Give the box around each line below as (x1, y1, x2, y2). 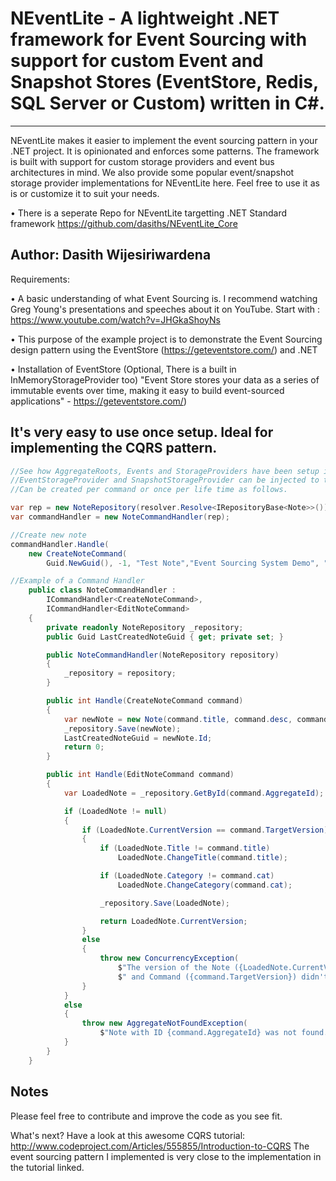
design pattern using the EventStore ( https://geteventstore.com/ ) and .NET (10, 343, 318, 356)
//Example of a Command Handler (10, 576, 145, 586)
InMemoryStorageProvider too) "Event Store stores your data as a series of (10, 373, 320, 386)
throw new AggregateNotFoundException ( (81, 1018, 248, 1029)
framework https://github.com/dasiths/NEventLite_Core (10, 217, 238, 229)
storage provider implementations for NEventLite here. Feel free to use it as (10, 177, 320, 189)
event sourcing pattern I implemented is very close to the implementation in (10, 1150, 322, 1162)
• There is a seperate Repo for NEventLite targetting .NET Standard (10, 207, 287, 219)
